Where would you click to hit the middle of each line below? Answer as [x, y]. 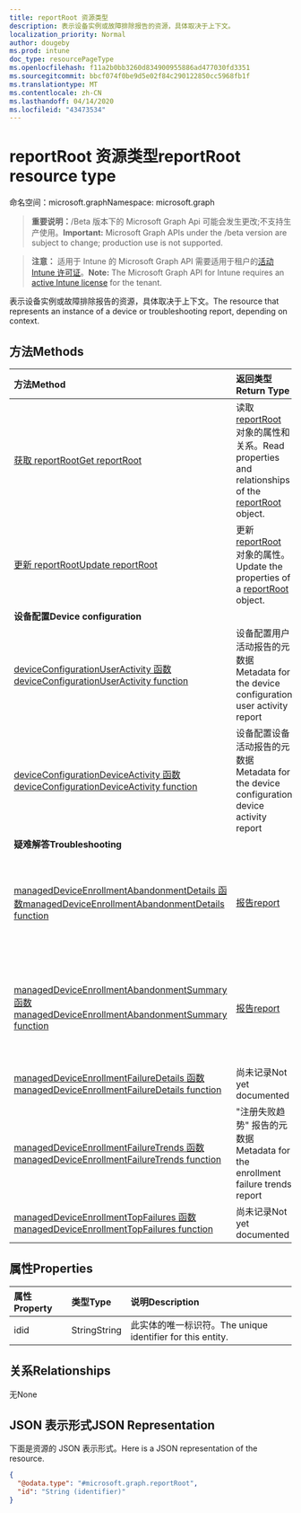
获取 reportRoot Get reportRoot [78, 460]
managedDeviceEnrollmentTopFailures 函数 [105, 1217]
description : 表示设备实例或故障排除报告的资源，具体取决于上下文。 [122, 26]
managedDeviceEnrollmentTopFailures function [113, 1229]
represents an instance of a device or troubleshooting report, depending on [149, 312]
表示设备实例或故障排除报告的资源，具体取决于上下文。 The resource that [144, 301]
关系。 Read [260, 446]
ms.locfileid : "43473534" [57, 110]
